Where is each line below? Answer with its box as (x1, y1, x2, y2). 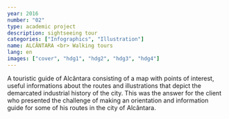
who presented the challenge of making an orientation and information (7, 96, 209, 104)
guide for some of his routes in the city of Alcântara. (7, 103, 156, 111)
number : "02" (7, 17, 45, 24)
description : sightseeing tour (7, 29, 98, 37)
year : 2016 (7, 10, 39, 17)
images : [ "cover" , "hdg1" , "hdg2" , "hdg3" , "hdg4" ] (7, 55, 160, 62)
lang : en (7, 49, 33, 56)
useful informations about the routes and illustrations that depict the (7, 81, 201, 90)
